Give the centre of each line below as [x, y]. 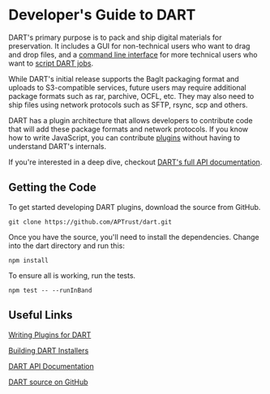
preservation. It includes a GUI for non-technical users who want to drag [129, 45]
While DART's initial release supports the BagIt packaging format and [124, 79]
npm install [28, 260]
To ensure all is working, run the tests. [72, 275]
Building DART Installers [49, 350]
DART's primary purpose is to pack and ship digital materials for [115, 37]
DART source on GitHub [48, 382]
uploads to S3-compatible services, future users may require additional [127, 88]
